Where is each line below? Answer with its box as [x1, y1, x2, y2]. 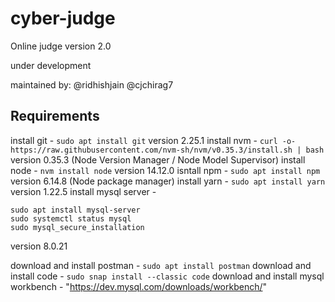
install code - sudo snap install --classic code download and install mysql [10, 270, 325, 282]
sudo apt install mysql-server [10, 205, 141, 215]
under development [10, 59, 92, 71]
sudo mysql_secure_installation [10, 222, 145, 232]
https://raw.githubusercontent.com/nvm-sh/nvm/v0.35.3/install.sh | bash [10, 145, 325, 155]
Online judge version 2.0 [10, 40, 112, 52]
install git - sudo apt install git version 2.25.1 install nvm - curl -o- [10, 134, 297, 146]
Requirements [10, 108, 100, 125]
